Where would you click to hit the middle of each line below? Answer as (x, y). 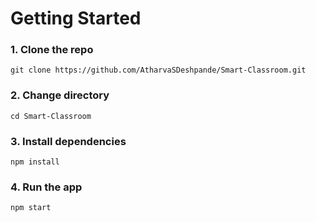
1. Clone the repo (52, 50)
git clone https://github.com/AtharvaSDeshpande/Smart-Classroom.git (158, 70)
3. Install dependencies (68, 141)
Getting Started (76, 18)
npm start (31, 208)
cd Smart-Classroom (51, 116)
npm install (35, 162)
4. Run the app (46, 187)
